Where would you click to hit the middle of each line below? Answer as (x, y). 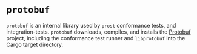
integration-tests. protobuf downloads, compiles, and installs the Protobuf (98, 32)
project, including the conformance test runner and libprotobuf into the (96, 38)
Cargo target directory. (35, 44)
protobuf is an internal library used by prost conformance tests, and (91, 25)
